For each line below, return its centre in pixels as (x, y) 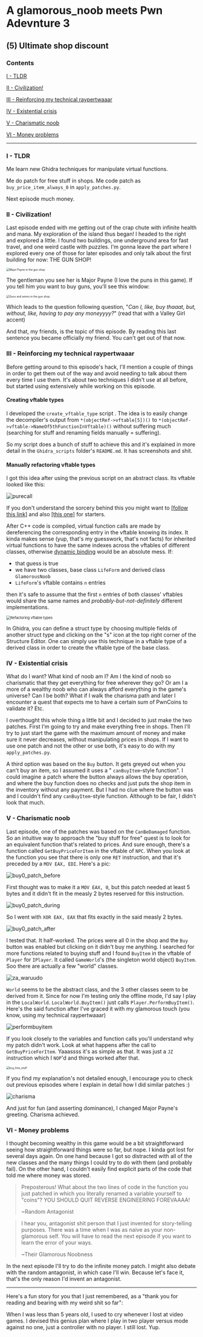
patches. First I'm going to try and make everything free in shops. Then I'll (98, 727)
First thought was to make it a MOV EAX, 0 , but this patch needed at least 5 (98, 887)
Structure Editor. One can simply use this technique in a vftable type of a (97, 641)
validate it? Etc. (25, 708)
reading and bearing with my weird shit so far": (65, 1303)
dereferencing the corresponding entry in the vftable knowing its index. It (97, 533)
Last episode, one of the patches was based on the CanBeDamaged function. (99, 831)
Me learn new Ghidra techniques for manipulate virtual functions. (87, 169)
